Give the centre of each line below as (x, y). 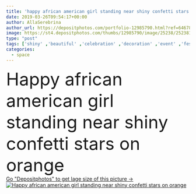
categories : (20, 50)
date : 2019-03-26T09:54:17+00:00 (47, 17)
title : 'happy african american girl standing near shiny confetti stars (98, 11)
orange (35, 165)
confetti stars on (73, 143)
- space (21, 55)
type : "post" (22, 38)
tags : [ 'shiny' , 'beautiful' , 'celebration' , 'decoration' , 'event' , (94, 44)
